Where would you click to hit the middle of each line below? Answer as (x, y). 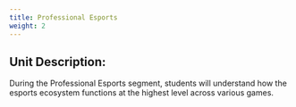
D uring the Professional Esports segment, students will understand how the (148, 83)
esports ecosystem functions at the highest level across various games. (142, 93)
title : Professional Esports (63, 17)
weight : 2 (28, 26)
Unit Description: (58, 62)
